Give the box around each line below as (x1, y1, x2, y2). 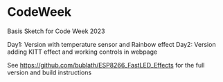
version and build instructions (7, 68, 92, 76)
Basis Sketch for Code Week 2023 (7, 27, 105, 35)
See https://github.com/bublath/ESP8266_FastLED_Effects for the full (7, 61, 205, 69)
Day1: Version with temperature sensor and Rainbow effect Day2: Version (7, 40, 216, 48)
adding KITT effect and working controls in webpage (7, 48, 158, 56)
